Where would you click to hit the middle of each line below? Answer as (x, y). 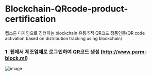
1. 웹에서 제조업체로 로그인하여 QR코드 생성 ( (54, 51)
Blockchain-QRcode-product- (67, 9)
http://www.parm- (125, 51)
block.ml (16, 58)
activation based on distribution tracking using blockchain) (64, 38)
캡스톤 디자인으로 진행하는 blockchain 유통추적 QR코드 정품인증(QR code (75, 33)
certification (31, 19)
